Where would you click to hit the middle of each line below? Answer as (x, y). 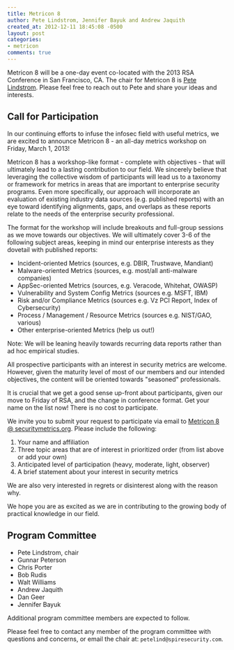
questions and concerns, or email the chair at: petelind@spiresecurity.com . (115, 639)
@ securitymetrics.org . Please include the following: (82, 428)
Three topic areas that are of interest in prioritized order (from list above (120, 449)
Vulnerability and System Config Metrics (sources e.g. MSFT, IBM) (112, 293)
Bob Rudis (32, 575)
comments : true (29, 53)
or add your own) (42, 457)
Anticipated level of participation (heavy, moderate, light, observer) (114, 464)
